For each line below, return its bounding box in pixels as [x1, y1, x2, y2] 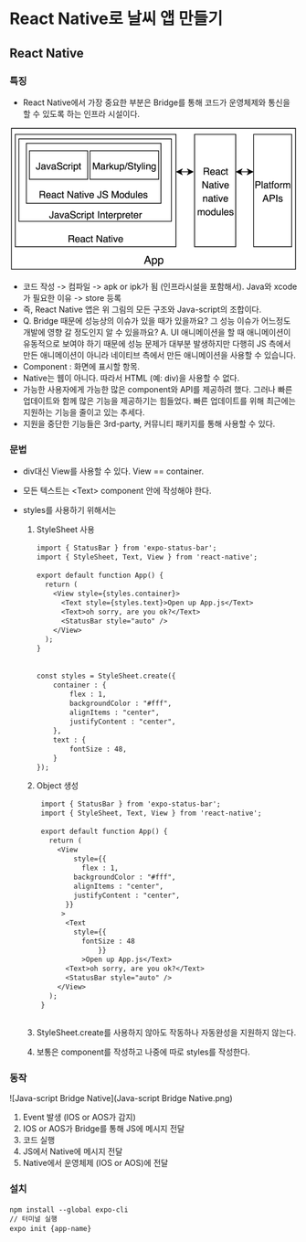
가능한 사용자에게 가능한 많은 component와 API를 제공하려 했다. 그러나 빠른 [22, 383, 293, 394]
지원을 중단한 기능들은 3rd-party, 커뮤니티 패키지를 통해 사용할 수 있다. [22, 418, 276, 429]
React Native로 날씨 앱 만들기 [9, 8, 224, 29]
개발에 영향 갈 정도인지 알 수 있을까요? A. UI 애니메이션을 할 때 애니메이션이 [22, 327, 291, 337]
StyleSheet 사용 [36, 523, 95, 535]
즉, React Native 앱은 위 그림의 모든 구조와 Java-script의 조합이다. [22, 304, 262, 315]
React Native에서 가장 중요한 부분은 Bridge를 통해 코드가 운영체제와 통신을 [22, 97, 290, 108]
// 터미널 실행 [9, 1215, 58, 1224]
